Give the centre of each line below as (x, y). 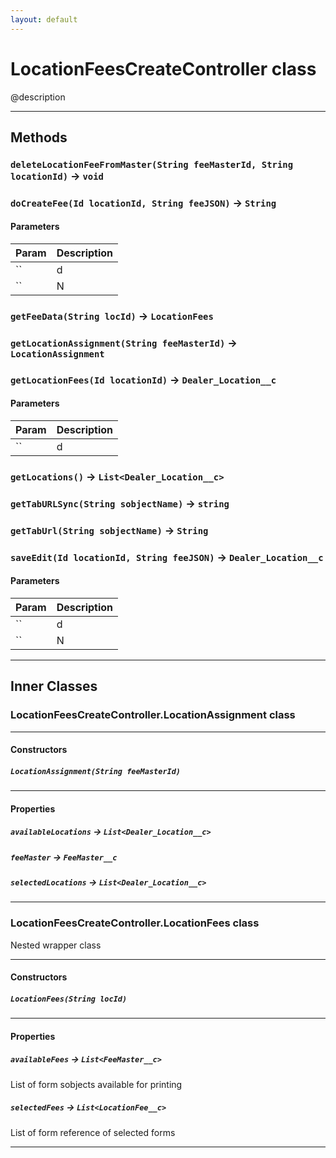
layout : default (44, 19)
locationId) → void (57, 176)
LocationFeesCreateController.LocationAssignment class (153, 715)
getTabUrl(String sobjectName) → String (109, 530)
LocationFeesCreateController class (163, 68)
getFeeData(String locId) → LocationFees (112, 316)
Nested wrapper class (56, 945)
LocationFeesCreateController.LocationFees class (135, 923)
